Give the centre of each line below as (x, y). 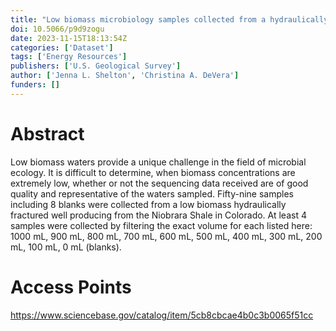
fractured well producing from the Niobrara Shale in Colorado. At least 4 (158, 215)
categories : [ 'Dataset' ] (62, 47)
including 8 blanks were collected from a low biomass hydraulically (148, 204)
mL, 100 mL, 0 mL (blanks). (66, 247)
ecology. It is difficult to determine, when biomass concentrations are (153, 172)
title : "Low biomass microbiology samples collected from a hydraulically (169, 19)
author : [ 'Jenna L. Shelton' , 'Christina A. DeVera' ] (125, 76)
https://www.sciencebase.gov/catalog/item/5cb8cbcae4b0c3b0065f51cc (162, 315)
